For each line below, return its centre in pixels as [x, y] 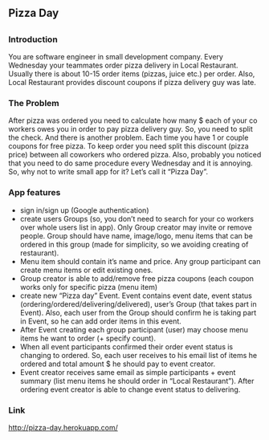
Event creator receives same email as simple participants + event [128, 372]
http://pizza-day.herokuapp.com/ [63, 428]
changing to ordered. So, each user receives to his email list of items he [139, 355]
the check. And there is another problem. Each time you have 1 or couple [128, 138]
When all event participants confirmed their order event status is [126, 346]
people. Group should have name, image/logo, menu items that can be [136, 235]
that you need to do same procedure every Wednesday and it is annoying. [130, 163]
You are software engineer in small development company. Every [116, 57]
